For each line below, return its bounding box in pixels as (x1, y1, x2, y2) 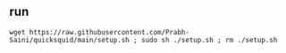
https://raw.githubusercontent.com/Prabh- (29, 27, 190, 36)
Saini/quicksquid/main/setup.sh (9, 35, 130, 44)
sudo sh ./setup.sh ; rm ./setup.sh (141, 35, 278, 44)
